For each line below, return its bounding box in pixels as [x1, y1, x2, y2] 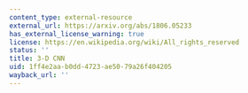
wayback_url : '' [9, 71, 69, 80]
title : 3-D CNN [9, 54, 66, 63]
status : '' [9, 46, 50, 55]
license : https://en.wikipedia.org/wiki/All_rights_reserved [9, 37, 240, 47]
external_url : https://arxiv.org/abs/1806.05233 [9, 21, 192, 30]
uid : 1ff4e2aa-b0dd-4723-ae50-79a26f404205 [9, 63, 173, 72]
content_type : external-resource [9, 12, 133, 22]
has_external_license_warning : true [9, 29, 144, 38]
